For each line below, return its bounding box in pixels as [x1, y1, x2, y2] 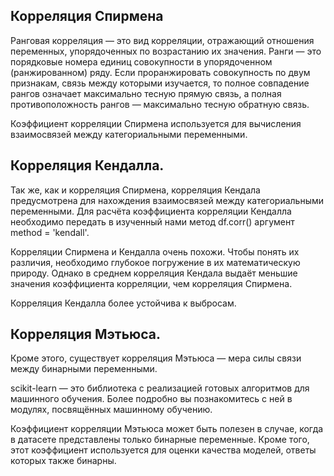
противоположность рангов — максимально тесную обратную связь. [10, 98, 310, 110]
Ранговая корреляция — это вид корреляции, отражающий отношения [10, 34, 315, 46]
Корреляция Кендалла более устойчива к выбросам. [10, 297, 237, 309]
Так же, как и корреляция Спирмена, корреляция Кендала [10, 184, 261, 196]
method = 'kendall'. [10, 226, 90, 238]
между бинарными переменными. [10, 363, 158, 375]
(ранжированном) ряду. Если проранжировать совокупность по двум [10, 66, 311, 78]
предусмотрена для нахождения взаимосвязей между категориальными [10, 194, 325, 206]
